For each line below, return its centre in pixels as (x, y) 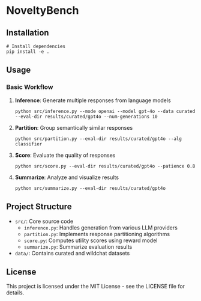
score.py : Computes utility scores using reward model (91, 240)
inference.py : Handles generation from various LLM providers (101, 227)
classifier (28, 144)
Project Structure (39, 207)
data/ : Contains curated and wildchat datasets (72, 253)
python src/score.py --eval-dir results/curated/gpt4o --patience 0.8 (105, 166)
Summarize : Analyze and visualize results (67, 177)
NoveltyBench (43, 11)
